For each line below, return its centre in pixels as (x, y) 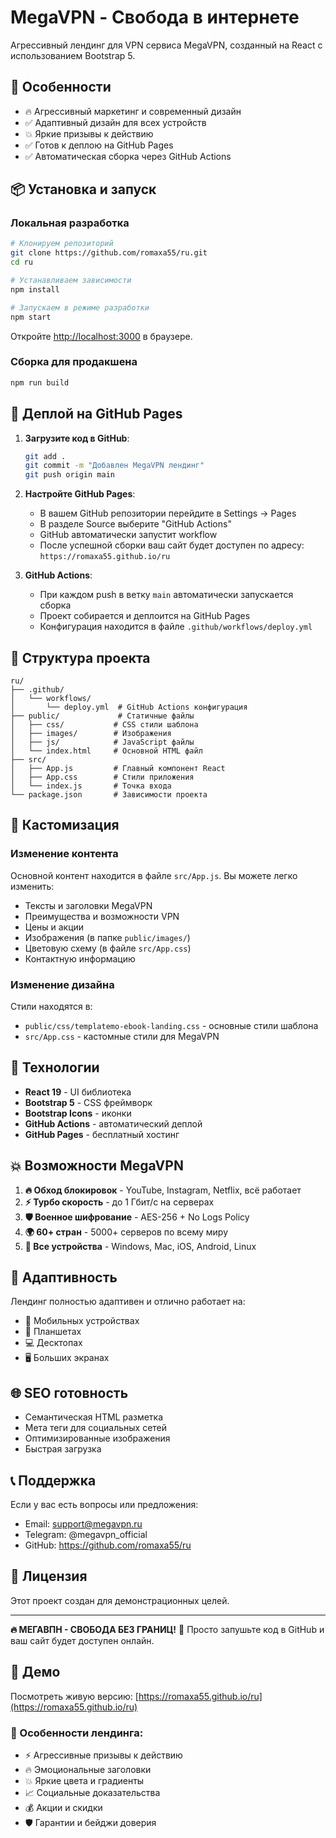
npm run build (40, 382)
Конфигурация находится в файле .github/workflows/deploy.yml (176, 627)
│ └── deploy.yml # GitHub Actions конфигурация (129, 707)
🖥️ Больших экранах (67, 1358)
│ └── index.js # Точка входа (91, 786)
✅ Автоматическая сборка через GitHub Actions (128, 156)
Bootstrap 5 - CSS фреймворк (88, 1102)
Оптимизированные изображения (97, 1438)
